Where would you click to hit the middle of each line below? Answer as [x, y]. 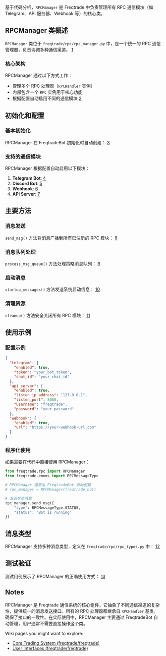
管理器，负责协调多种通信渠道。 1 [39, 50]
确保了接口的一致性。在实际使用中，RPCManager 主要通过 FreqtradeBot [79, 617]
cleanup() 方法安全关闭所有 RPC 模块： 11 [48, 315]
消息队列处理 [21, 252]
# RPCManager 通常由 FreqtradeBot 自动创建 [48, 485]
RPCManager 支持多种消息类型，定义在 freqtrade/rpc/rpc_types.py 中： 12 [83, 547]
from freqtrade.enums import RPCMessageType [52, 476]
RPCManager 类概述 [37, 30]
